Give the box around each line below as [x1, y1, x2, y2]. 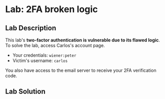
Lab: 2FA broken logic [5, 4, 98, 15]
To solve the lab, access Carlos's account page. [5, 42, 105, 48]
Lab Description [5, 24, 57, 32]
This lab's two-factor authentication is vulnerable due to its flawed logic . [5, 37, 160, 43]
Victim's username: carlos [12, 58, 68, 64]
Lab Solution [5, 87, 46, 96]
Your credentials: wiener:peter [12, 52, 77, 58]
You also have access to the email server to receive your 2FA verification [5, 67, 156, 73]
